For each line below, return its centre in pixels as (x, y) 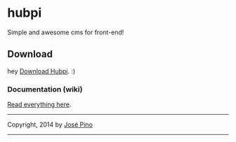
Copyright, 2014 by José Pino (50, 125)
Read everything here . (39, 105)
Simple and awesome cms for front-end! (66, 32)
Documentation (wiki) (45, 89)
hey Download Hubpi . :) (41, 71)
